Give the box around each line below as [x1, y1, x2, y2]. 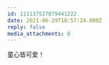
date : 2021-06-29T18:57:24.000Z [7, 17, 102, 24]
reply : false [7, 23, 46, 30]
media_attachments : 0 [7, 30, 71, 37]
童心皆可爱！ [7, 50, 44, 59]
